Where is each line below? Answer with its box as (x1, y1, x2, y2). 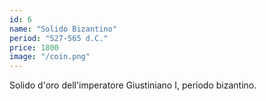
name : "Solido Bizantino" (9, 24, 117, 34)
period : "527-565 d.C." (9, 33, 109, 43)
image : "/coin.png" (9, 52, 91, 62)
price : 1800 (9, 42, 59, 53)
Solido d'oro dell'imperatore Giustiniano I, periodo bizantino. (9, 79, 257, 91)
